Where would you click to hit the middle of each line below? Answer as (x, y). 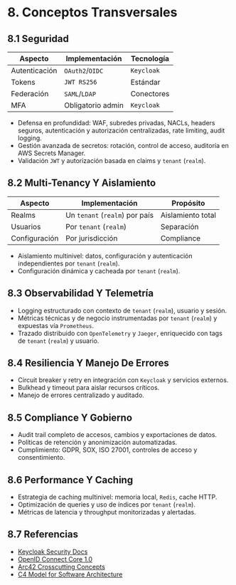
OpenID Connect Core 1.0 (55, 559)
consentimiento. (41, 458)
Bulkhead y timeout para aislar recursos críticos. (88, 388)
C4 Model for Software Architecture (70, 574)
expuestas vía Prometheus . (56, 325)
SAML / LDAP (80, 94)
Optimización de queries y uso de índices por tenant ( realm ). (106, 505)
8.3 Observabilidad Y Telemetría (81, 294)
